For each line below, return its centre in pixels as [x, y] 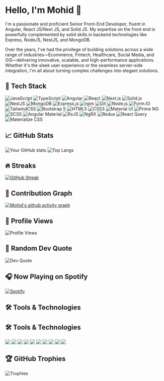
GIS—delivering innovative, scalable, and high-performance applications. [80, 60]
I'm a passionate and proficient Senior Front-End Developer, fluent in [75, 24]
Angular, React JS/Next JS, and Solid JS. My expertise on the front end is [80, 29]
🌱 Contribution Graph [39, 193]
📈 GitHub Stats [29, 136]
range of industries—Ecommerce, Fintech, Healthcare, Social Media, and [80, 55]
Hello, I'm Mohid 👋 [43, 10]
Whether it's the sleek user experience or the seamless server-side [74, 65]
